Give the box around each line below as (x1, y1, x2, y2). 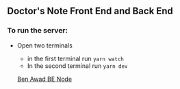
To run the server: (7, 26, 68, 35)
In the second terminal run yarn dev (27, 61, 128, 70)
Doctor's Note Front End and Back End (7, 5, 173, 17)
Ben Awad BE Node (16, 75, 73, 83)
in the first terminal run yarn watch (27, 54, 125, 63)
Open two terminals (16, 41, 73, 50)
